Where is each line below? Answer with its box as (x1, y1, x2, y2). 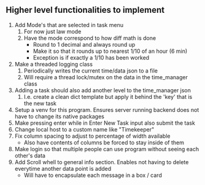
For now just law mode (23, 28, 82, 35)
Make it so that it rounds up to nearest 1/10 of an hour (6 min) (33, 47, 188, 55)
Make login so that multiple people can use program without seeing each (14, 145, 199, 152)
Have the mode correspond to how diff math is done (23, 34, 157, 42)
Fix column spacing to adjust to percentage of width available (14, 132, 171, 140)
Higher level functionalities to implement (6, 5, 165, 15)
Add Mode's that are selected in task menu (14, 21, 124, 28)
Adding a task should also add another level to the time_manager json (14, 86, 191, 94)
